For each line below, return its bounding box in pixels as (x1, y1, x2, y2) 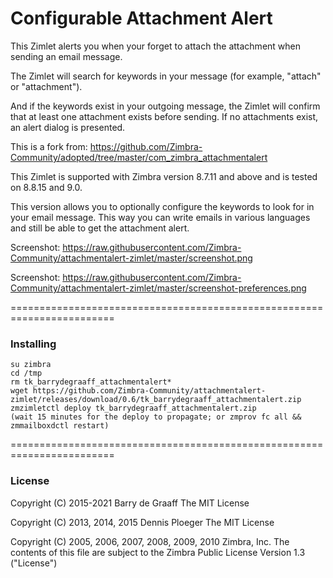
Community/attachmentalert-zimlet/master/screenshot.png (10, 252, 253, 264)
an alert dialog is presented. (10, 121, 126, 133)
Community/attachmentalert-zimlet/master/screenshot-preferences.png (10, 282, 307, 294)
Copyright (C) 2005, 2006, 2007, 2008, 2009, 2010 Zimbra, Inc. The (10, 535, 290, 547)
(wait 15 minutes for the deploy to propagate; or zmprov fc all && (10, 412, 302, 422)
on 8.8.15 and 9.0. (10, 181, 83, 193)
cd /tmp (10, 368, 43, 379)
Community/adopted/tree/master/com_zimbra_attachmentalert (10, 151, 268, 163)
